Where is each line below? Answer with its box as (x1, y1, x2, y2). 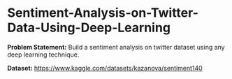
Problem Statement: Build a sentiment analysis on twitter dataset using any (7, 43, 225, 51)
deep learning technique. (7, 50, 80, 59)
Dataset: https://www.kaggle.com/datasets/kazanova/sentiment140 (7, 64, 203, 72)
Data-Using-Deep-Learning (7, 20, 171, 36)
